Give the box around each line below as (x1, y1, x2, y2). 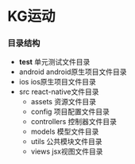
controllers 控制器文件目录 (30, 117, 117, 127)
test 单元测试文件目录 (18, 57, 91, 67)
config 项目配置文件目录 (30, 107, 110, 116)
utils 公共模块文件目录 (30, 137, 102, 146)
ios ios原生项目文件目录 (18, 77, 97, 87)
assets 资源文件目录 (30, 97, 97, 107)
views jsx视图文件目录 (30, 146, 103, 156)
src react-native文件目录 (18, 87, 99, 96)
